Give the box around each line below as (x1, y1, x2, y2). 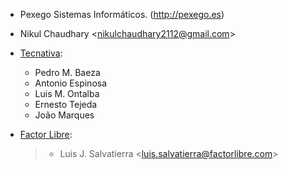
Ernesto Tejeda (34, 99, 98, 110)
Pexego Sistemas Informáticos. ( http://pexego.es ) (19, 9, 225, 20)
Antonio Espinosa (34, 77, 108, 89)
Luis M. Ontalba (34, 88, 100, 99)
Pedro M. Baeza (34, 67, 101, 78)
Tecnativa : (19, 47, 63, 59)
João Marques (34, 109, 95, 121)
